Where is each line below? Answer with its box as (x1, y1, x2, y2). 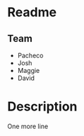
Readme (7, 4, 57, 21)
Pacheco (17, 51, 44, 59)
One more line (7, 122, 49, 130)
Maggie (17, 67, 40, 74)
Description (7, 98, 78, 115)
